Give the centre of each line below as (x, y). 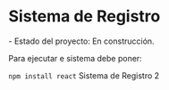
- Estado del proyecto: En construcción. (81, 41)
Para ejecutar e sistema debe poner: (75, 58)
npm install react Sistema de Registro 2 (84, 75)
